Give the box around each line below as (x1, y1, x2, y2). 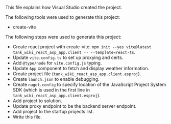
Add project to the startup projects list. (12, 109, 94, 114)
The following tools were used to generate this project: (5, 14, 120, 20)
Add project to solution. (12, 98, 62, 104)
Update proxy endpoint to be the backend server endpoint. (12, 103, 137, 109)
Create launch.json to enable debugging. (12, 76, 100, 82)
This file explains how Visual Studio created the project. (5, 5, 123, 10)
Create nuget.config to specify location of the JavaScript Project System (12, 81, 166, 87)
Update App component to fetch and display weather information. (12, 66, 150, 71)
